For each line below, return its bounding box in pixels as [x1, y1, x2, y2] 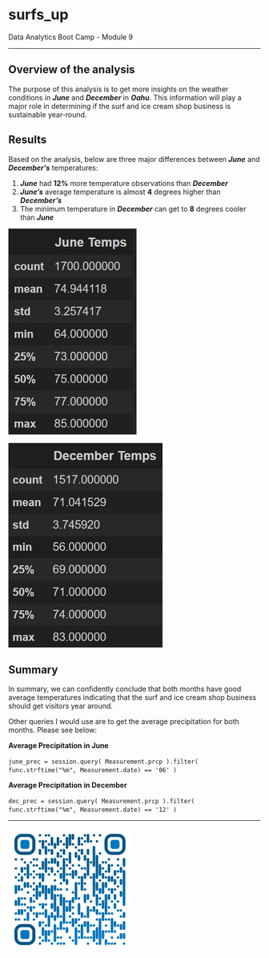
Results [8, 133, 47, 147]
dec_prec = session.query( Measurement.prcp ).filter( [8, 798, 195, 806]
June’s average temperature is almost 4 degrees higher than [19, 187, 221, 196]
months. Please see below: [8, 726, 98, 735]
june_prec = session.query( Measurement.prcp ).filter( [8, 758, 199, 766]
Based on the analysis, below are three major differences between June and [8, 154, 260, 164]
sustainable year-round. [8, 110, 87, 119]
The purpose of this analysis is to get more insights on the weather [8, 84, 229, 94]
